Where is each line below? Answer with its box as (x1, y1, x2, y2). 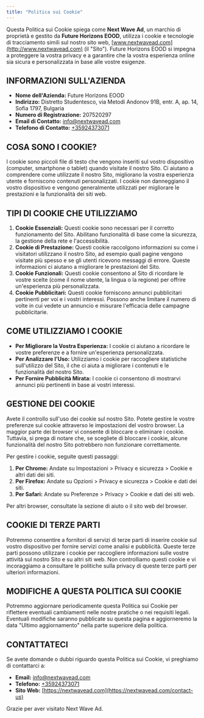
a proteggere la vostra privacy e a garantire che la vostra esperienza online (6, 51, 195, 59)
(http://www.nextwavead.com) (6, 45, 83, 52)
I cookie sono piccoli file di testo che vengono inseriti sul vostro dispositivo (6, 158, 195, 165)
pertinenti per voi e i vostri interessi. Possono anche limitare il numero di (15, 296, 197, 303)
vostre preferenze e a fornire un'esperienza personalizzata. (15, 349, 164, 356)
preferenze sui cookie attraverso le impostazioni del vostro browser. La (6, 421, 185, 428)
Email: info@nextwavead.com (15, 674, 91, 681)
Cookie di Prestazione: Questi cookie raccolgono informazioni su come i (15, 244, 199, 251)
